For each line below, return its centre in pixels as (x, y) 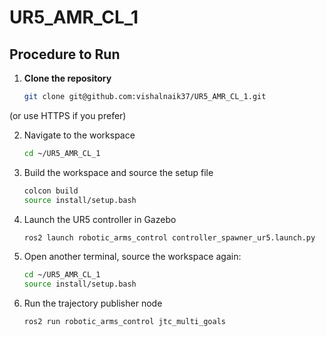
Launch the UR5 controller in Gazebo (100, 219)
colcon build (51, 191)
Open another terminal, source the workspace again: (132, 257)
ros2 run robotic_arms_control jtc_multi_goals (124, 322)
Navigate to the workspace (79, 135)
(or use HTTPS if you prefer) (68, 115)
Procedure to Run (65, 54)
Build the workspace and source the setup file (118, 172)
